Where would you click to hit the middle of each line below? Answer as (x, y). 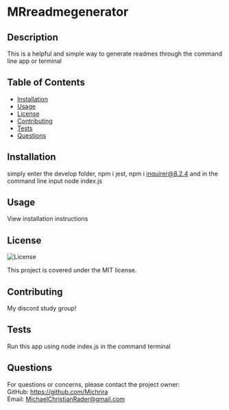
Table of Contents (46, 83)
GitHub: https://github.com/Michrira (58, 391)
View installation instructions (48, 219)
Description (33, 37)
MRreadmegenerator (68, 12)
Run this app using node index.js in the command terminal (89, 346)
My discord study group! (42, 309)
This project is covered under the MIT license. (72, 270)
